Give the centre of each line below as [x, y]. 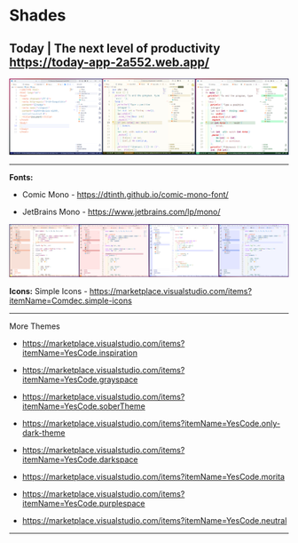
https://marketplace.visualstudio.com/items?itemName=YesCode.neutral [154, 521]
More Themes [35, 326]
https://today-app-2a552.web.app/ [110, 62]
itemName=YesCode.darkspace [80, 459]
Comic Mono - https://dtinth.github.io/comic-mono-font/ [125, 195]
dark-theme [43, 433]
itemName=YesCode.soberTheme [84, 406]
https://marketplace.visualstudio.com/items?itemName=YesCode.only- [151, 424]
